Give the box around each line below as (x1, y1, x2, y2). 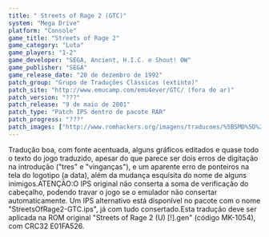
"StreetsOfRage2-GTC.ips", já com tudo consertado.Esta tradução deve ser (8, 204, 258, 214)
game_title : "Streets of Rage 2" (8, 34, 120, 42)
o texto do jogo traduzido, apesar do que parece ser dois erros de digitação (8, 153, 259, 163)
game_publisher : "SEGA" (8, 64, 88, 72)
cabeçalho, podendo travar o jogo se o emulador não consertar (8, 187, 218, 196)
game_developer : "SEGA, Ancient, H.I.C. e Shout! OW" (8, 57, 192, 65)
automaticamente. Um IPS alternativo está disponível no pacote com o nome (8, 196, 261, 205)
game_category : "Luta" (8, 41, 84, 49)
